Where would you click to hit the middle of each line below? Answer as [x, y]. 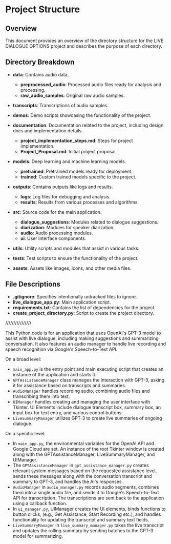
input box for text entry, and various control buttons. [68, 412]
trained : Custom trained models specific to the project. [78, 177]
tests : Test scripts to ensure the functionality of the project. [76, 258]
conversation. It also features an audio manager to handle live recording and [86, 344]
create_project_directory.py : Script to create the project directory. [83, 313]
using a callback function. [40, 503]
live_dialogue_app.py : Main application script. [62, 302]
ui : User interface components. [53, 238]
